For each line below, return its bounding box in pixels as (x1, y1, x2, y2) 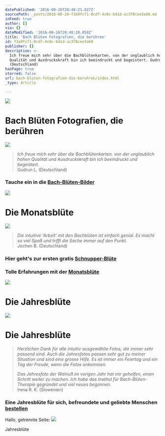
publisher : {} (5, 44, 34, 49)
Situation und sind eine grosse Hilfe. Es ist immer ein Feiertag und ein (17, 356, 158, 362)
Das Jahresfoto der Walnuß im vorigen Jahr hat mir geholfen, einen (17, 371, 154, 377)
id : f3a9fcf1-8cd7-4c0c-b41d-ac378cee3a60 (5, 39, 93, 44)
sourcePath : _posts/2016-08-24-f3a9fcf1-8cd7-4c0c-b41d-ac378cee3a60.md (5, 12, 157, 17)
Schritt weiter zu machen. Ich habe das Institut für (17, 376, 119, 382)
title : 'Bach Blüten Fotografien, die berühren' (5, 35, 107, 40)
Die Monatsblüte (5, 207, 74, 218)
